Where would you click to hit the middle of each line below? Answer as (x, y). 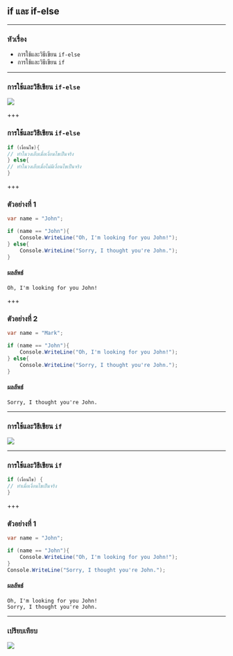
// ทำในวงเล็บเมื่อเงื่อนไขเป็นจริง (41, 154)
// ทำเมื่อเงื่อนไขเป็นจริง (32, 486)
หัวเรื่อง (17, 39)
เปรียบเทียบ (23, 630)
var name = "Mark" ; (35, 333)
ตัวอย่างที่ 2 (23, 318)
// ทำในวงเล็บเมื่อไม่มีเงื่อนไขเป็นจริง (44, 167)
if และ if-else (34, 11)
